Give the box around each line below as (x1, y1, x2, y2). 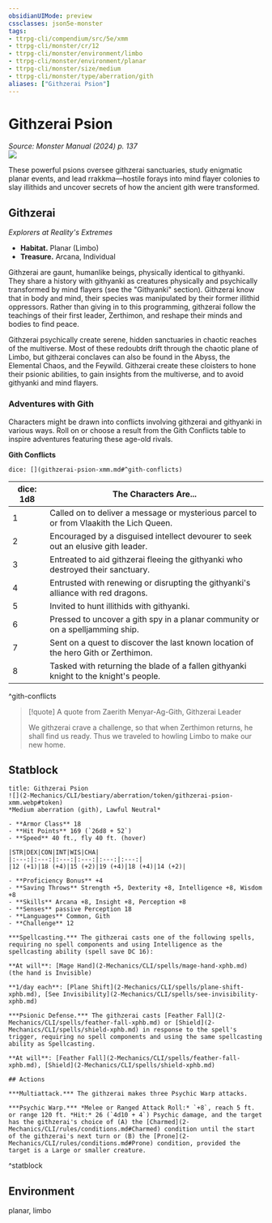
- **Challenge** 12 (8, 920, 74, 928)
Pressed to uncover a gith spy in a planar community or (49, 613, 260, 624)
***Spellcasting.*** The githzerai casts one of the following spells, (8, 933, 255, 942)
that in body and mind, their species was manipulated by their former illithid (8, 294, 261, 303)
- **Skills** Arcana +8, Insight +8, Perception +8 (8, 898, 186, 907)
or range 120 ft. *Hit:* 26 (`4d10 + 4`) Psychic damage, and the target (8, 1111, 263, 1119)
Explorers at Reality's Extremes (8, 228, 113, 238)
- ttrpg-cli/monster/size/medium (8, 65, 121, 73)
